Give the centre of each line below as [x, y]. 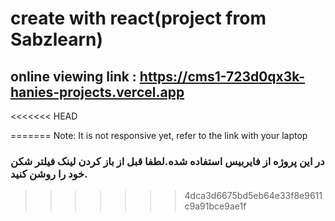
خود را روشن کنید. [49, 174]
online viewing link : [73, 76]
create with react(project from [138, 18]
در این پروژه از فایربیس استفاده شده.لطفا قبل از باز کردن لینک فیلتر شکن [167, 161]
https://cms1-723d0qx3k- [222, 76]
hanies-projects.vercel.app [97, 92]
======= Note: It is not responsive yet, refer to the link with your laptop [159, 135]
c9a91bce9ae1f [215, 206]
